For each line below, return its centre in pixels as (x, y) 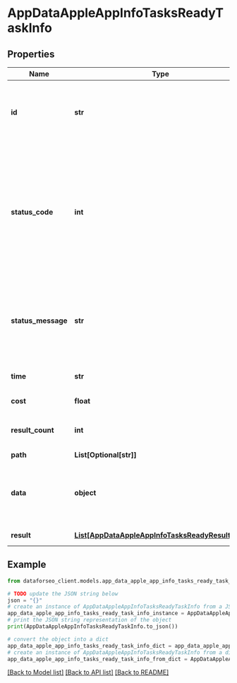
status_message (39, 321)
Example (27, 565)
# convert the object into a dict (58, 639)
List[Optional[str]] (105, 455)
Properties (31, 54)
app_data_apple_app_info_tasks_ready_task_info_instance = (96, 613)
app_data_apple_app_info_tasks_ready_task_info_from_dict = (98, 659)
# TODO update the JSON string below (63, 594)
